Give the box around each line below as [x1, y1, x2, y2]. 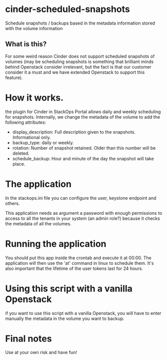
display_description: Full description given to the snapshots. [12, 129, 136, 135]
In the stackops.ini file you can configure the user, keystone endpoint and [5, 195, 156, 201]
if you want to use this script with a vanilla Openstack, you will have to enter [5, 310, 161, 316]
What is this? [5, 40, 47, 49]
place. [12, 161, 25, 167]
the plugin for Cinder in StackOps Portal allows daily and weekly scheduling [5, 109, 161, 115]
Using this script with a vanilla [5, 283, 132, 294]
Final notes [5, 333, 52, 344]
